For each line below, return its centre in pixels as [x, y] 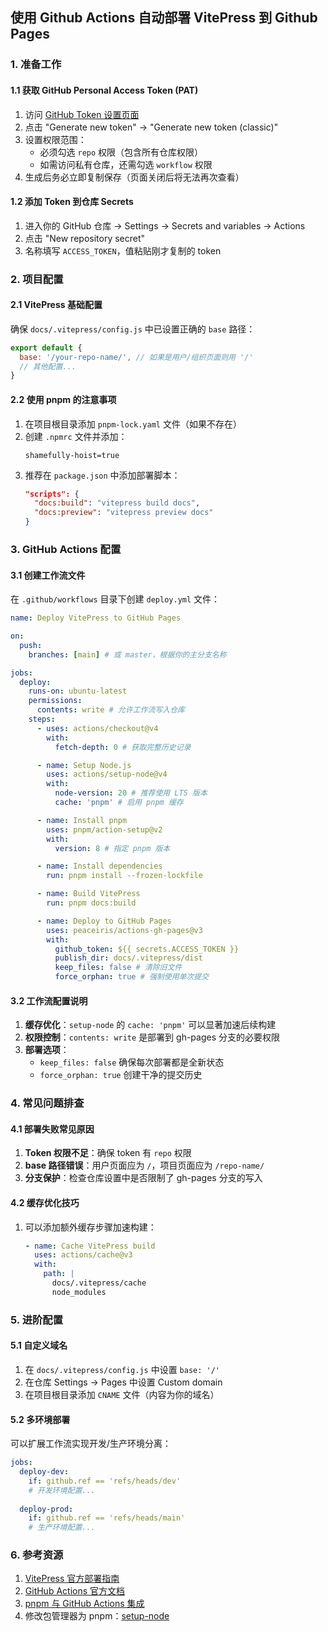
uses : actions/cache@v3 [83, 1255]
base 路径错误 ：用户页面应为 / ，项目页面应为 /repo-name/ [144, 1165]
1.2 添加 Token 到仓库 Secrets [72, 202]
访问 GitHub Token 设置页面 [82, 114]
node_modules [79, 1292]
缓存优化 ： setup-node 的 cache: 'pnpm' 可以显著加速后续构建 [150, 1025]
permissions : [55, 701]
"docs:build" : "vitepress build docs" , [117, 503]
